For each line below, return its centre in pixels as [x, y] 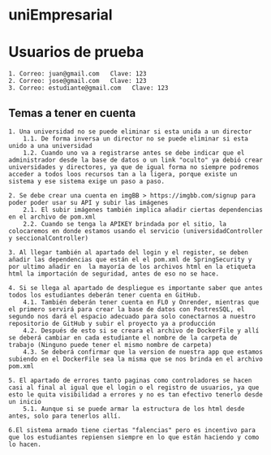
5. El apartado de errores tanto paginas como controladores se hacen [130, 380]
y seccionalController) [49, 238]
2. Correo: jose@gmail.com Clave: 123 [78, 81]
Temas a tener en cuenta [72, 113]
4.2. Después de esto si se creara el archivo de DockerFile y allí [141, 331]
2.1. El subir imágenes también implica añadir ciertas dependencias [143, 210]
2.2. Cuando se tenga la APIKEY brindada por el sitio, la [125, 224]
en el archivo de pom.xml [52, 217]
